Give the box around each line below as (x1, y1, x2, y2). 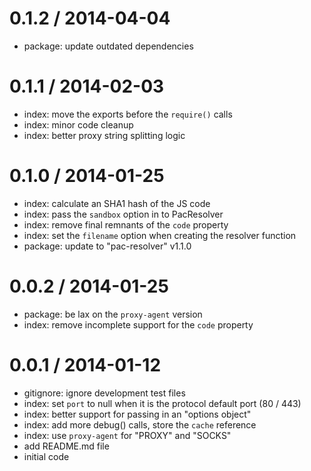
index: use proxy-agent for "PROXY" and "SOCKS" (23, 429, 232, 441)
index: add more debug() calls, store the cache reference (23, 418, 257, 431)
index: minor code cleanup (23, 118, 134, 131)
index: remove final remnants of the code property (23, 218, 229, 231)
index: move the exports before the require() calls (23, 108, 233, 120)
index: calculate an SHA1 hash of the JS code (23, 197, 211, 209)
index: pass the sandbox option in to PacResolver (23, 208, 224, 220)
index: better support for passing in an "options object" (23, 408, 252, 420)
